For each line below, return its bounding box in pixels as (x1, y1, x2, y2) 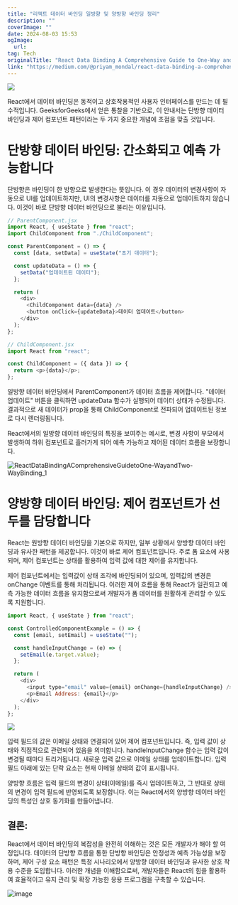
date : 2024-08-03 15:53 (7, 30, 78, 38)
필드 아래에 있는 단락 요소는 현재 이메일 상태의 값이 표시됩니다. (7, 764, 179, 772)
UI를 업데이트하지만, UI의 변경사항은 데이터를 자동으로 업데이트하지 (25, 193, 211, 203)
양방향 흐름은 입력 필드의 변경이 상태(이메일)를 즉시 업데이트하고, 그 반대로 (7, 779, 212, 788)
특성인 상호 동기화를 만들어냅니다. (20, 797, 113, 805)
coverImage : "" (7, 23, 52, 31)
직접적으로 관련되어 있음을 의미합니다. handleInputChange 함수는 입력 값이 (20, 746, 229, 754)
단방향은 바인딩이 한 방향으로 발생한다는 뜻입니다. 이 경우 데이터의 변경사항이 (7, 185, 220, 193)
